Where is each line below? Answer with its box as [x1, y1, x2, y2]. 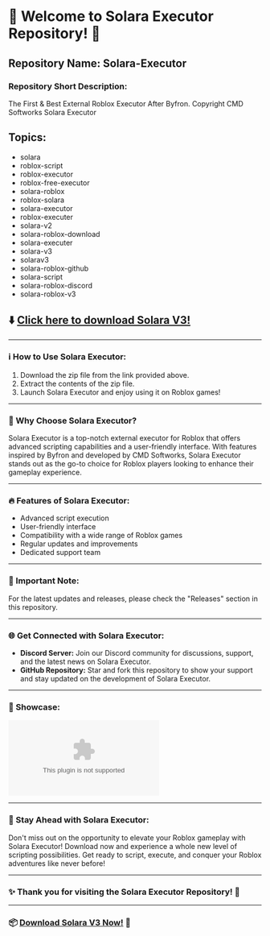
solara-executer [19, 238, 73, 247]
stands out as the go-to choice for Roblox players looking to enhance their [8, 459, 255, 469]
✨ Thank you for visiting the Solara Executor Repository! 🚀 [8, 886, 240, 897]
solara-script [19, 271, 63, 281]
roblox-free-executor [19, 177, 90, 188]
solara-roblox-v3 [19, 289, 76, 299]
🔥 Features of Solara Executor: [8, 495, 130, 507]
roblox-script [19, 160, 63, 170]
